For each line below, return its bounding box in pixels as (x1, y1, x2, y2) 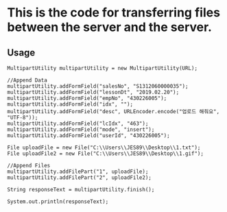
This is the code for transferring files (7, 5, 221, 21)
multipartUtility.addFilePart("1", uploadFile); (7, 168, 149, 175)
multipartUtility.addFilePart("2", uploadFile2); (7, 174, 152, 181)
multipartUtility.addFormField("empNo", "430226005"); (7, 95, 167, 102)
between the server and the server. (7, 19, 213, 35)
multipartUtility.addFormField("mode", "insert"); (7, 126, 155, 133)
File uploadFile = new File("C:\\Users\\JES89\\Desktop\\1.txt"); (7, 144, 201, 151)
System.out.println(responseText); (7, 198, 109, 205)
